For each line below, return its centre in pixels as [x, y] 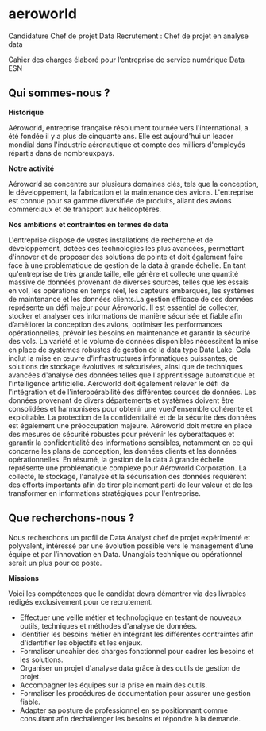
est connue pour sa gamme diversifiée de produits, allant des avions [120, 200]
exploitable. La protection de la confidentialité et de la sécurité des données [132, 417]
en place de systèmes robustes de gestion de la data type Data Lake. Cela [130, 350]
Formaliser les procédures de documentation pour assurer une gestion [135, 693]
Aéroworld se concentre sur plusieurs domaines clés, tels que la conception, [133, 184]
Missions [24, 578]
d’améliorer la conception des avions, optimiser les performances [115, 324]
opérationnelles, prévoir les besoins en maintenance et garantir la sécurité [129, 333]
